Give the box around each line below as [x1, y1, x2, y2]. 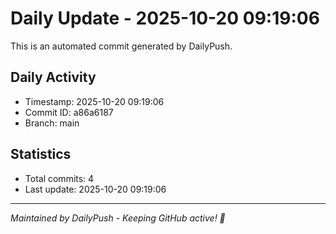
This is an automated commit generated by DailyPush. [10, 40, 233, 52]
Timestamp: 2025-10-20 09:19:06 [24, 95, 165, 107]
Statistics [10, 146, 72, 163]
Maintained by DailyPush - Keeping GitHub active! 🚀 [10, 212, 226, 224]
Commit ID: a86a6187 [24, 106, 114, 118]
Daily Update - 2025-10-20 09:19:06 [10, 7, 320, 30]
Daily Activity [10, 69, 97, 86]
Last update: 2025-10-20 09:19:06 [24, 183, 167, 195]
